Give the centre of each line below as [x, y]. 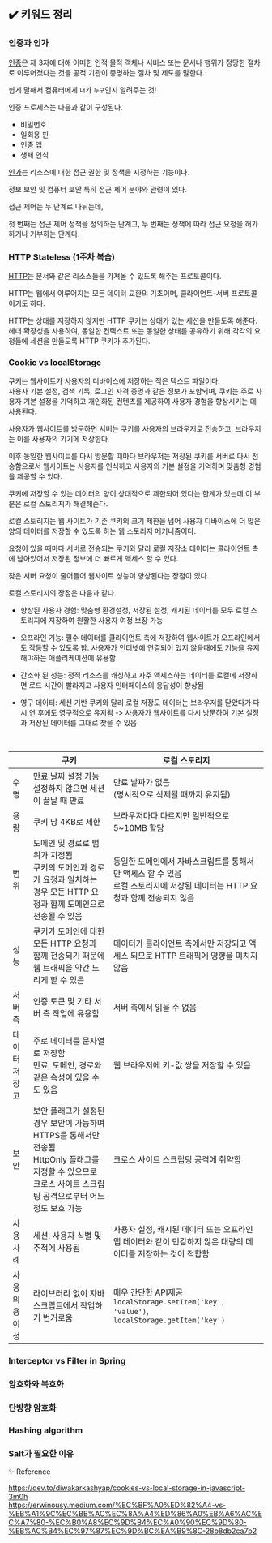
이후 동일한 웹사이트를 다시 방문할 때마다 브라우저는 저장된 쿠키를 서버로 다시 [130, 456]
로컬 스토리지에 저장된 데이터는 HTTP [181, 886]
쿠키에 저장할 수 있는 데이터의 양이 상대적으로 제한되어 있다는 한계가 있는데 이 [130, 494]
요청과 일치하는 [70, 880]
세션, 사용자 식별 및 [67, 1236]
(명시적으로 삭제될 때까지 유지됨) [172, 795]
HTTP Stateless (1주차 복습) [62, 256]
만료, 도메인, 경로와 [67, 1065]
